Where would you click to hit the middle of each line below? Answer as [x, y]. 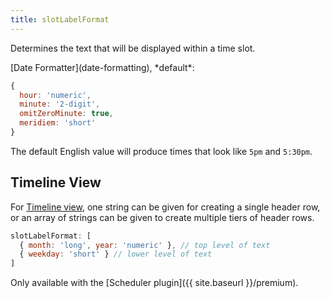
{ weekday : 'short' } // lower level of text [116, 254]
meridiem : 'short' [58, 123]
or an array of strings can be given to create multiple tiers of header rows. [162, 217]
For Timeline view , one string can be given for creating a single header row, [165, 207]
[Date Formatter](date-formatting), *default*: [102, 67]
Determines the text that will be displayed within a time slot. [133, 48]
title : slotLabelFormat [60, 19]
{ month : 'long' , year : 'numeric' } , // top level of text [145, 245]
